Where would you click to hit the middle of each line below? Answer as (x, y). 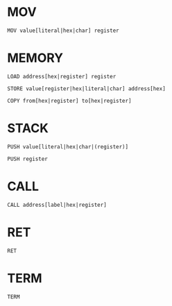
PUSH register (28, 159)
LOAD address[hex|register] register (62, 76)
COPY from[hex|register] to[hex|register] (69, 101)
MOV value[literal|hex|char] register (63, 31)
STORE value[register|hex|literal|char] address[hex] (87, 88)
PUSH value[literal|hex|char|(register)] (68, 146)
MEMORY (35, 58)
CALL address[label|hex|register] (57, 205)
